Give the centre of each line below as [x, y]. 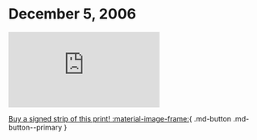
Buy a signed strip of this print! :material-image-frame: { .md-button [120, 118]
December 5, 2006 [73, 14]
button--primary [35, 127]
